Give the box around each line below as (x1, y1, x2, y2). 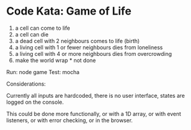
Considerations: (6, 80, 46, 87)
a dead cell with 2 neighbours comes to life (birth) (15, 37, 140, 44)
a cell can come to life (15, 24, 70, 32)
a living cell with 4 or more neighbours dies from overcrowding (15, 50, 172, 57)
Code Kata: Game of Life (6, 4, 132, 18)
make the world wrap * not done (15, 56, 96, 64)
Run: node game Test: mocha (6, 68, 80, 75)
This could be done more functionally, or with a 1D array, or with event (6, 110, 181, 117)
